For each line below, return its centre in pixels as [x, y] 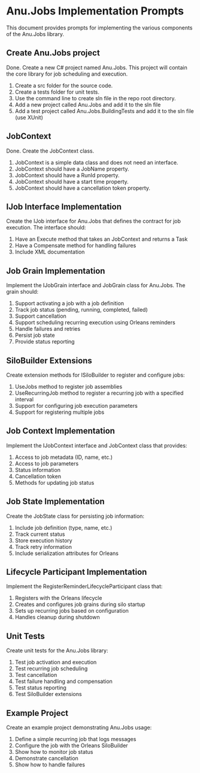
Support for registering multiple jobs [60, 412]
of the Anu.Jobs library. [35, 34]
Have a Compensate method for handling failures [75, 246]
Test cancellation [36, 675]
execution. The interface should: [46, 228]
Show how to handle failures [50, 765]
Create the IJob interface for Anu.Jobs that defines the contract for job [94, 221]
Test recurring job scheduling [51, 668]
